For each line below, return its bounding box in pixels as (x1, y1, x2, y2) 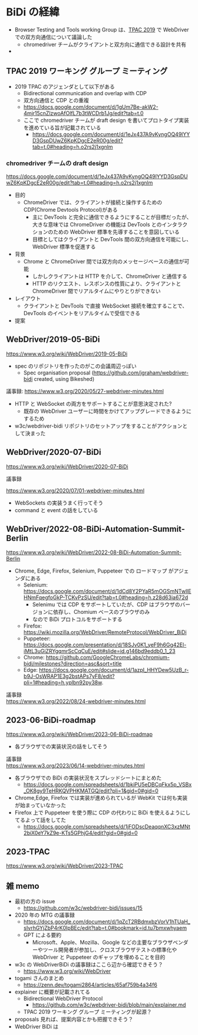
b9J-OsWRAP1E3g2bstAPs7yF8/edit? (23, 672, 115, 680)
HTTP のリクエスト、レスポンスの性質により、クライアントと (32, 280, 181, 287)
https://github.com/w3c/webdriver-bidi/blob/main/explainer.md (32, 1001, 186, 1008)
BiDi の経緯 (6, 5, 60, 19)
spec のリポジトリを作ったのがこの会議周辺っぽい (14, 362, 137, 370)
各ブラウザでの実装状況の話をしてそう (14, 743, 108, 750)
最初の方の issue (14, 897, 55, 905)
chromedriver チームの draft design (6, 159, 109, 167)
